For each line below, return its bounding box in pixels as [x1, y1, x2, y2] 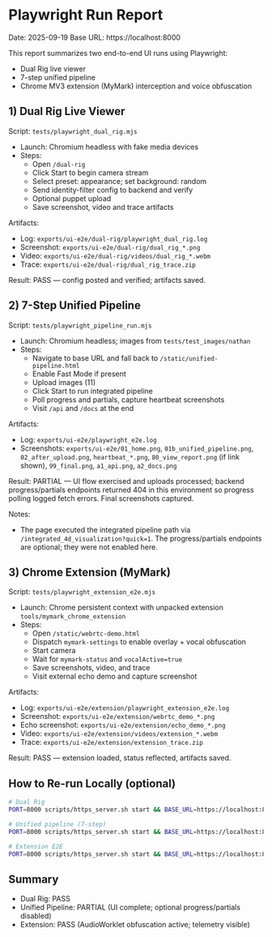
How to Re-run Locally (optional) [8, 777, 176, 790]
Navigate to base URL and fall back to [32, 353, 159, 362]
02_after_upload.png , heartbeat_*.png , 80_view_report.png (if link [19, 451, 240, 461]
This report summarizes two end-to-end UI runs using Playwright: [8, 48, 228, 58]
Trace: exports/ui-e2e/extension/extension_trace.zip [19, 738, 204, 747]
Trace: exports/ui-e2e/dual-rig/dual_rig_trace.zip [19, 259, 196, 269]
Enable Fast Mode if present [32, 369, 127, 379]
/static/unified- [159, 354, 219, 362]
